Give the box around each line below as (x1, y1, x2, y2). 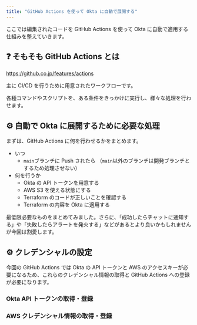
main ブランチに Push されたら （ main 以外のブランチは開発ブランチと (23, 157, 190, 164)
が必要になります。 (6, 279, 52, 286)
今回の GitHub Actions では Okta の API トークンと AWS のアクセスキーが (6, 264, 183, 271)
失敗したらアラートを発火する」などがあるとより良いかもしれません (26, 221, 192, 228)
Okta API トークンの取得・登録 (6, 294, 94, 303)
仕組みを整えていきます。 (6, 33, 68, 40)
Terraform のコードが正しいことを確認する (23, 194, 127, 201)
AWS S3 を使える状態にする (23, 187, 91, 194)
